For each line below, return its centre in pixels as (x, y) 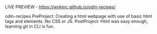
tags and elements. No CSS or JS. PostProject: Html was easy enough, (77, 21)
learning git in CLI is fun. (30, 26)
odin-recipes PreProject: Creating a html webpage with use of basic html (78, 16)
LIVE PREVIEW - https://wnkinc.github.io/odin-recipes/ (61, 7)
